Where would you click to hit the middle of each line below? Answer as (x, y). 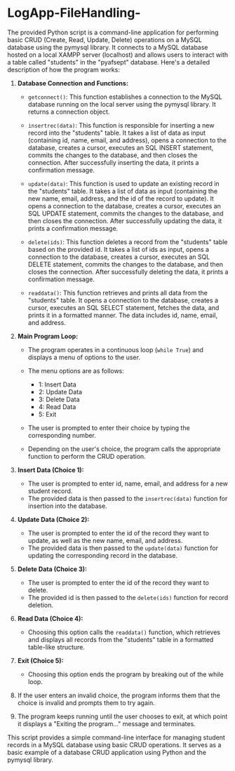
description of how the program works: (64, 69)
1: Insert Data (58, 384)
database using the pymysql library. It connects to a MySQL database (108, 47)
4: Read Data (57, 407)
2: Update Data (60, 391)
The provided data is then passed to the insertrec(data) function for (128, 498)
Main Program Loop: (48, 336)
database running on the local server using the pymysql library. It (122, 104)
